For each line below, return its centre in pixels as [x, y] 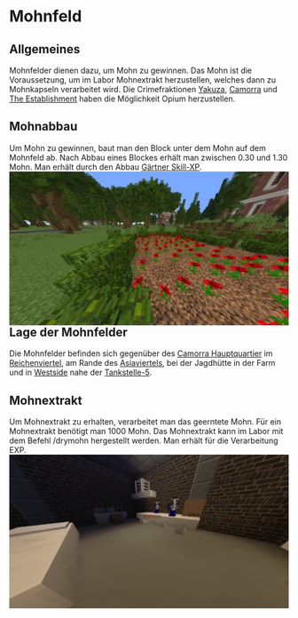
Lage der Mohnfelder [69, 332]
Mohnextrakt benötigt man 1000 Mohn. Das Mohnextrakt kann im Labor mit [146, 432]
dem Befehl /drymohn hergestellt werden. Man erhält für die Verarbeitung [144, 440]
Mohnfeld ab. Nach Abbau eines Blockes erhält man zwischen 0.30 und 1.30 [149, 157]
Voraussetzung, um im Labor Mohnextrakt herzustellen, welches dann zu [143, 80]
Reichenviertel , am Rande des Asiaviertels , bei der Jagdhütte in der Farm [142, 363]
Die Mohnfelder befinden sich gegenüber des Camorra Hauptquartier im [141, 353]
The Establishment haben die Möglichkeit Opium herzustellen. [122, 99]
